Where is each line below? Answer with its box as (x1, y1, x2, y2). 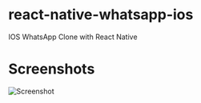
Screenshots (8, 60, 95, 78)
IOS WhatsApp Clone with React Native (8, 32, 138, 42)
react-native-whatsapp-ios (8, 6, 194, 24)
